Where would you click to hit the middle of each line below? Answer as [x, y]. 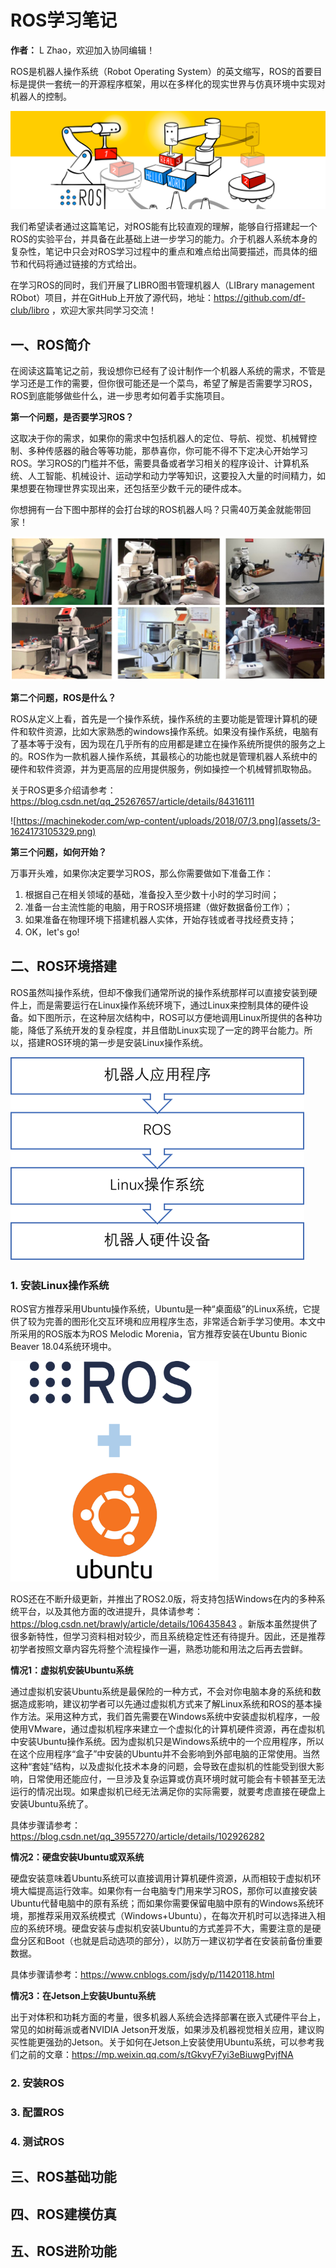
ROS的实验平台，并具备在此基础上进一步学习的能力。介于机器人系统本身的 [164, 239]
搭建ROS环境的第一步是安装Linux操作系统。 [118, 1042]
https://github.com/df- [259, 298]
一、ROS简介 [50, 344]
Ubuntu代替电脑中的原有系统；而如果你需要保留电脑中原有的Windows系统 [163, 1903]
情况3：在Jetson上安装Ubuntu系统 [83, 1996]
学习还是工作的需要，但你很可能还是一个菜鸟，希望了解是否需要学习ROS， [164, 383]
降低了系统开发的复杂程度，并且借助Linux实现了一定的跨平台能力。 [166, 1030]
